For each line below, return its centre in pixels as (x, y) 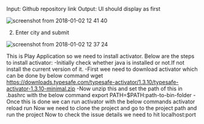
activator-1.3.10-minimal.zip (41, 89)
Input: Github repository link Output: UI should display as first (83, 9)
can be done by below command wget (55, 75)
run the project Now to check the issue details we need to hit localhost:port (101, 115)
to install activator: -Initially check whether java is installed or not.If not (96, 63)
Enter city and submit (42, 32)
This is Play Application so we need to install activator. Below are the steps (100, 56)
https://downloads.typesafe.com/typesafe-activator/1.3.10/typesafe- (93, 82)
